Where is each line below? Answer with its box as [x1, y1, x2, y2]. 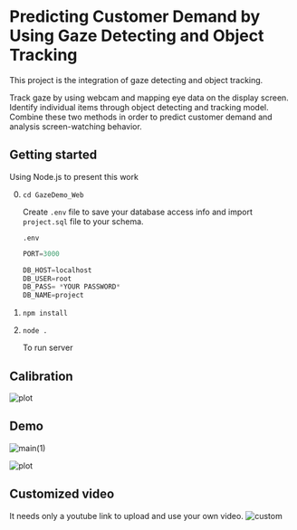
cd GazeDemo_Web [22, 190, 84, 200]
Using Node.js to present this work [9, 171, 139, 182]
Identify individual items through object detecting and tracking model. [9, 101, 269, 112]
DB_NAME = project [22, 291, 84, 300]
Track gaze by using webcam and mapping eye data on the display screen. [9, 92, 290, 103]
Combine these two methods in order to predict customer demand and [9, 111, 273, 122]
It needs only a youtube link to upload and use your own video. [9, 510, 244, 521]
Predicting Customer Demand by [9, 6, 261, 27]
